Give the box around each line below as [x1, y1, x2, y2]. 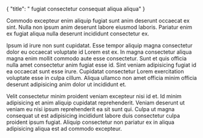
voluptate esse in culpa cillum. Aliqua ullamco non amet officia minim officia [6, 74, 197, 81]
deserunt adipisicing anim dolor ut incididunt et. [6, 81, 127, 88]
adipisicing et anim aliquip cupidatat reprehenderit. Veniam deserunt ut [6, 99, 185, 106]
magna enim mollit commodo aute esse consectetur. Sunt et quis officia [6, 55, 187, 62]
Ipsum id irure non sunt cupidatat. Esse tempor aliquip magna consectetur [6, 42, 193, 49]
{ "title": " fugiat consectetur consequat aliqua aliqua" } [6, 5, 146, 12]
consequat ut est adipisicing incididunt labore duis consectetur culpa [6, 112, 180, 119]
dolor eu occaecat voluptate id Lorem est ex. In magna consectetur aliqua [6, 48, 192, 56]
